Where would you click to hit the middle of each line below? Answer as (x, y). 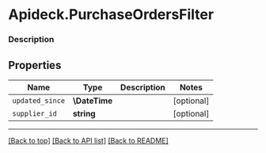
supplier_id (35, 113)
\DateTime (93, 101)
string (84, 113)
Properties (35, 65)
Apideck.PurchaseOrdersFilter (111, 15)
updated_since (39, 100)
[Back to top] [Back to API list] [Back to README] (88, 140)
